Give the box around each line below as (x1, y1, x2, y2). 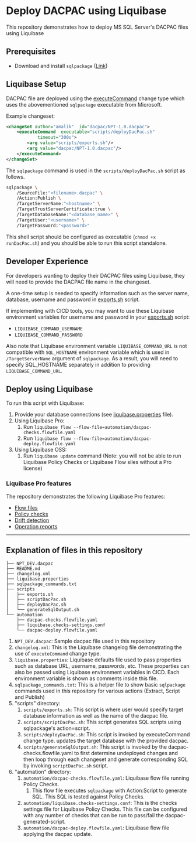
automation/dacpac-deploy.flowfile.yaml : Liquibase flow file (23, 824, 170, 831)
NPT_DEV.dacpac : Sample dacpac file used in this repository (14, 637, 156, 645)
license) (23, 465, 43, 472)
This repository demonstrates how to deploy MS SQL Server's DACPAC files (6, 23, 188, 30)
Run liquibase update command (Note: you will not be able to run (23, 452, 181, 459)
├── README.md (6, 566, 41, 572)
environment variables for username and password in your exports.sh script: (6, 313, 190, 320)
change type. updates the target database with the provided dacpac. (23, 737, 188, 745)
